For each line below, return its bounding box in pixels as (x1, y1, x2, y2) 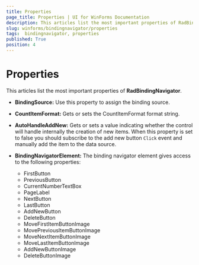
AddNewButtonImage (23, 245, 76, 253)
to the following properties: (14, 158, 81, 165)
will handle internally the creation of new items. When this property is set (14, 128, 193, 135)
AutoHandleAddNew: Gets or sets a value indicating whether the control (14, 121, 193, 128)
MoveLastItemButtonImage (23, 239, 90, 247)
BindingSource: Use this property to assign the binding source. (14, 99, 170, 106)
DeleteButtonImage (23, 252, 71, 259)
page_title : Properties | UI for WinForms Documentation (6, 14, 150, 20)
